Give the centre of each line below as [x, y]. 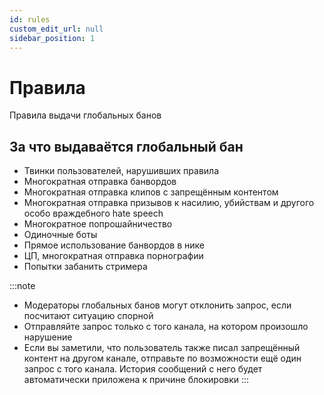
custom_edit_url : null [56, 29]
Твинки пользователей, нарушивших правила [121, 171]
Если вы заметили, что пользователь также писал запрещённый [162, 348]
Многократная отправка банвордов [100, 182]
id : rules [30, 19]
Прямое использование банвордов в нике [114, 245]
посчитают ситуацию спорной [88, 316]
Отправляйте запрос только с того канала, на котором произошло [166, 327]
